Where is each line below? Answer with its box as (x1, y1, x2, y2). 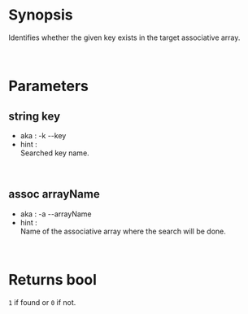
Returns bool (8, 270, 98, 289)
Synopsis (8, 6, 73, 24)
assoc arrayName (8, 187, 100, 201)
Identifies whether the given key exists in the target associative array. (8, 33, 241, 42)
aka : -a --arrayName (20, 209, 92, 219)
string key (8, 109, 61, 123)
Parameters (8, 77, 89, 95)
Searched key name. (20, 148, 89, 158)
